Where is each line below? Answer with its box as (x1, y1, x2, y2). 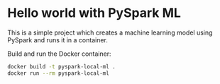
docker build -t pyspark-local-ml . (7, 63, 116, 70)
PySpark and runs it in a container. (7, 35, 108, 44)
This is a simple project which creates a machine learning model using (7, 28, 213, 37)
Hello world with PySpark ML (7, 5, 181, 21)
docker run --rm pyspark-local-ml (7, 69, 110, 77)
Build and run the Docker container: (7, 49, 111, 58)
